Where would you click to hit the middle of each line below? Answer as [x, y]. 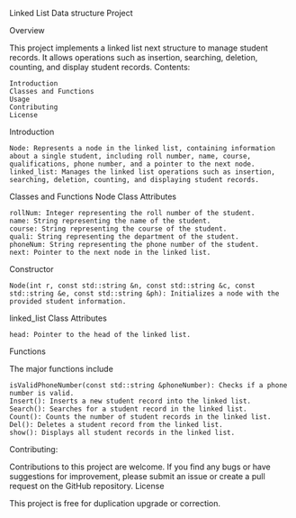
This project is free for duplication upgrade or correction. [115, 503]
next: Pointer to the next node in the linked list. [110, 252]
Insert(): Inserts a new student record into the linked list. [130, 401]
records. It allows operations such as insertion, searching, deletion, [134, 57]
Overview [27, 30]
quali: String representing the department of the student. [125, 237]
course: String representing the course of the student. [118, 229]
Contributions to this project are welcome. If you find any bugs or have [140, 467]
